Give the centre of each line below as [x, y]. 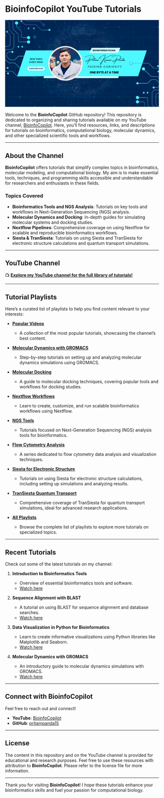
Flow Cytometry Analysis [38, 445]
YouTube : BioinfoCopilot [37, 718]
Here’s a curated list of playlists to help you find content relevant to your [77, 309]
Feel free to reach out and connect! [41, 708]
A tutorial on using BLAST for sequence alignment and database [84, 607]
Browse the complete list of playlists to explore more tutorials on [84, 527]
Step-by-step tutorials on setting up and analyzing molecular [81, 357]
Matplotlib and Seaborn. [44, 642]
